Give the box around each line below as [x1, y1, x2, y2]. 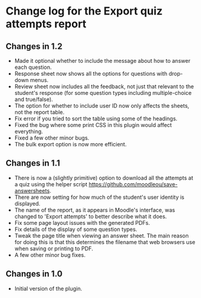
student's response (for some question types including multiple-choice [14, 89, 192, 96]
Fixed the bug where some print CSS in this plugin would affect [14, 121, 172, 128]
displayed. [14, 199, 41, 207]
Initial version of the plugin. [14, 285, 82, 292]
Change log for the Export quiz [5, 4, 163, 18]
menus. [30, 77, 49, 83]
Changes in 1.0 [5, 269, 63, 279]
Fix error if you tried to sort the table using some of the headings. [14, 115, 178, 122]
